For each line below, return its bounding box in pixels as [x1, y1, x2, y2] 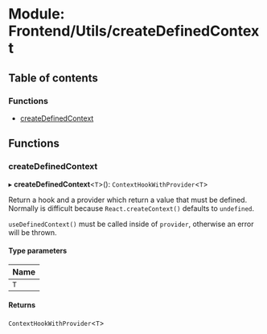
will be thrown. [8, 227, 58, 237]
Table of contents [8, 71, 98, 85]
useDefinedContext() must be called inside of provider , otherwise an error [8, 219, 254, 229]
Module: [8, 5, 65, 23]
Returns [8, 300, 36, 310]
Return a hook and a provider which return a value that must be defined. [8, 195, 248, 204]
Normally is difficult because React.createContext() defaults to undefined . [8, 203, 255, 213]
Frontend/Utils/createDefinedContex [8, 22, 260, 40]
